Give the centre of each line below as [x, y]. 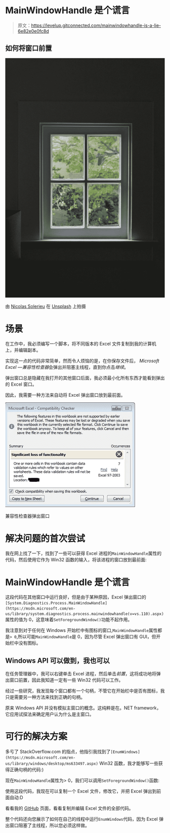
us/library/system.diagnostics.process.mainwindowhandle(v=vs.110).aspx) [85, 614]
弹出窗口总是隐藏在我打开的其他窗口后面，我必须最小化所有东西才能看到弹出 [85, 378]
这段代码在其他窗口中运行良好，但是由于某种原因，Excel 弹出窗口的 [76, 597]
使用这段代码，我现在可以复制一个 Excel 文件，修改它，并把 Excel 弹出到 [81, 791]
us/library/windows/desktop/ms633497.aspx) [52, 764]
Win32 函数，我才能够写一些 [129, 764]
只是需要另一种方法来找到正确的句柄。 [45, 697]
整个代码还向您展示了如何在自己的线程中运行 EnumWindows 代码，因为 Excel [81, 819]
